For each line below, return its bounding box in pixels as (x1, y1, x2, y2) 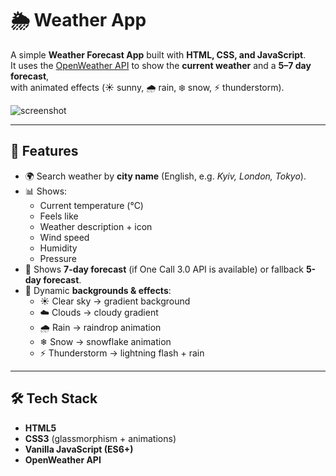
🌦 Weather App (10, 9, 147, 32)
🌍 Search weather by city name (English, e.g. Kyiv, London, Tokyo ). (24, 170, 307, 182)
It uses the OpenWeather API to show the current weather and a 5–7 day (10, 59, 312, 71)
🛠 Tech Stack (10, 390, 98, 407)
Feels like (39, 210, 79, 222)
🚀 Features (10, 143, 79, 160)
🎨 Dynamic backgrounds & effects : (24, 284, 172, 296)
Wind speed (39, 231, 90, 243)
